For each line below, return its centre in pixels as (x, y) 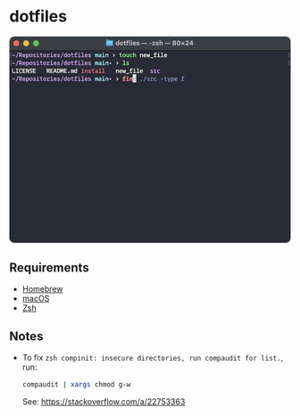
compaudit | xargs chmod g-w (76, 385)
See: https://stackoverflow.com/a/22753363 (104, 402)
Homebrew (42, 289)
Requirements (49, 267)
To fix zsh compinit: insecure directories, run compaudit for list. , (153, 358)
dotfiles (38, 17)
